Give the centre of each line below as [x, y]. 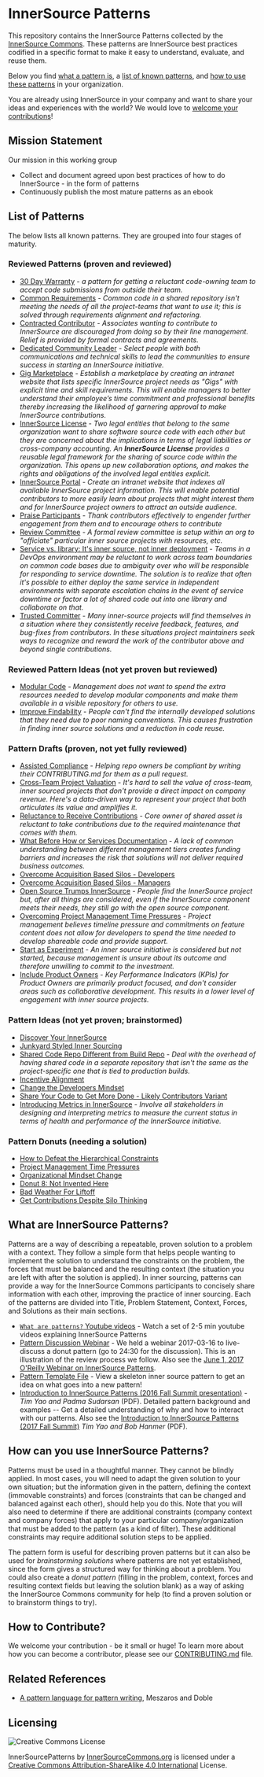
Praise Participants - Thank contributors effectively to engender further [135, 515]
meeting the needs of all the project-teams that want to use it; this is [130, 306]
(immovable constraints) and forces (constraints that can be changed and [127, 1495]
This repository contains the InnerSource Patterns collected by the [116, 35]
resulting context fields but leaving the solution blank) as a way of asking [126, 1585]
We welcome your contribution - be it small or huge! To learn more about [126, 1646]
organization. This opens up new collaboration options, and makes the [134, 465]
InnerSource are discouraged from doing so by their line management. [134, 331]
